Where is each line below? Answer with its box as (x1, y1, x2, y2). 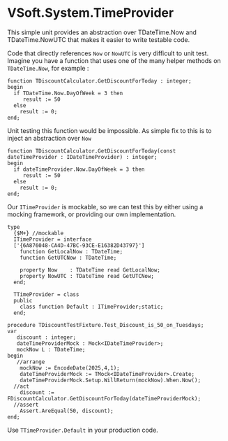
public (13, 297, 33, 304)
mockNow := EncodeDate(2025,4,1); (20, 364, 120, 372)
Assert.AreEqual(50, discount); (20, 407, 114, 414)
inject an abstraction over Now (7, 134, 92, 142)
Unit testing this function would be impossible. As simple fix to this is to (7, 126, 212, 134)
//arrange (16, 358, 45, 365)
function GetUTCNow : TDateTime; (20, 254, 117, 261)
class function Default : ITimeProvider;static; (20, 303, 164, 310)
